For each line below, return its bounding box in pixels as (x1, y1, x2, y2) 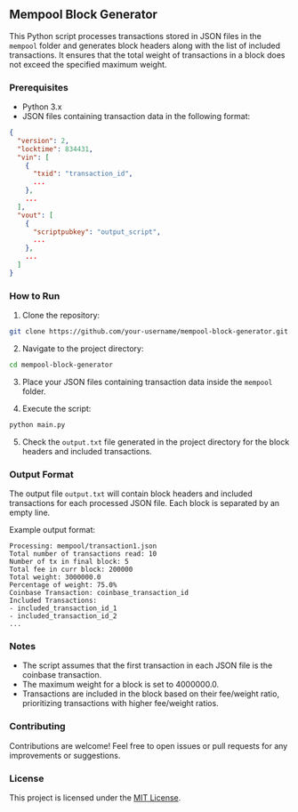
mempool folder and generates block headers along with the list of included (9, 40, 281, 51)
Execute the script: (21, 403, 92, 414)
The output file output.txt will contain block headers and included (9, 488, 254, 499)
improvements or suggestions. (9, 750, 121, 760)
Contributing (9, 720, 66, 733)
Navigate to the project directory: (21, 343, 144, 354)
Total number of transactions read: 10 (9, 550, 157, 559)
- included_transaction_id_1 (9, 604, 117, 613)
